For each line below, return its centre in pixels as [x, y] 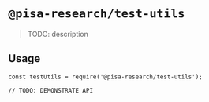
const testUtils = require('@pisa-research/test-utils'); [105, 77]
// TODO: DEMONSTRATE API [50, 90]
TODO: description [58, 34]
